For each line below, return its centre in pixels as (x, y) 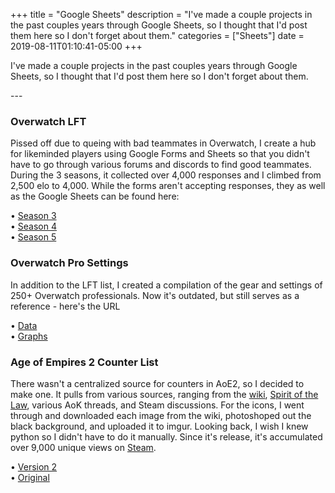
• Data (24, 325)
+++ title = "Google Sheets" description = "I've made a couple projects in (161, 14)
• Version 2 (34, 466)
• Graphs (29, 336)
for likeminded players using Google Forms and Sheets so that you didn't (160, 154)
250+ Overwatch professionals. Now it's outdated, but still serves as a (155, 295)
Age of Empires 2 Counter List (84, 362)
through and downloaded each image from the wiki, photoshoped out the (161, 415)
